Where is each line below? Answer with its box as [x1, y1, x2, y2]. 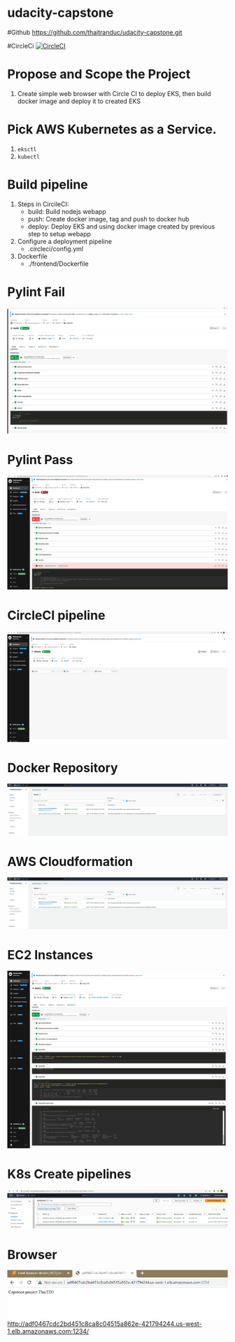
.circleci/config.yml [27, 244, 84, 253]
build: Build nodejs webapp [27, 207, 106, 215]
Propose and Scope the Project [7, 67, 191, 82]
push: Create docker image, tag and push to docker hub [27, 215, 190, 223]
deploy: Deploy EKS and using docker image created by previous [27, 222, 215, 231]
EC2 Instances [7, 947, 93, 963]
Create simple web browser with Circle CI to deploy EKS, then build [17, 89, 211, 97]
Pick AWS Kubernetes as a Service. [7, 121, 217, 137]
